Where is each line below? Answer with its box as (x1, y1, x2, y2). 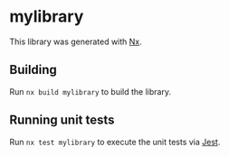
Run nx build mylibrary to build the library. (9, 86, 172, 96)
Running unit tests (9, 113, 115, 128)
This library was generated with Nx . (9, 36, 142, 47)
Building (9, 62, 57, 78)
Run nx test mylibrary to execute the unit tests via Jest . (9, 136, 221, 147)
